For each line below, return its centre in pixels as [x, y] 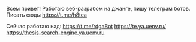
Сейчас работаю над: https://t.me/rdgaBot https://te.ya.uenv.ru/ [86, 26]
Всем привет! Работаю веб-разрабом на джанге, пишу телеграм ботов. [98, 9]
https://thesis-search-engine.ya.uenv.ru [55, 33]
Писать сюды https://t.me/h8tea [46, 15]
